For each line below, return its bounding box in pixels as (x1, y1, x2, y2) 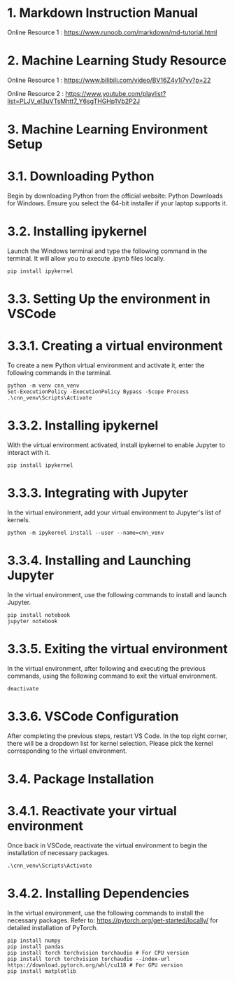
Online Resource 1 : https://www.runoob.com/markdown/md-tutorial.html (7, 28, 218, 36)
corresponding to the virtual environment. (7, 746, 127, 755)
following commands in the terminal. (7, 369, 112, 377)
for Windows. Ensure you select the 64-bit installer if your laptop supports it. (7, 199, 228, 207)
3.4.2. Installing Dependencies (7, 885, 190, 901)
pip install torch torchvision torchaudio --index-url (7, 955, 171, 962)
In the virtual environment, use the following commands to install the (7, 908, 204, 917)
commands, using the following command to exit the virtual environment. (7, 671, 218, 680)
